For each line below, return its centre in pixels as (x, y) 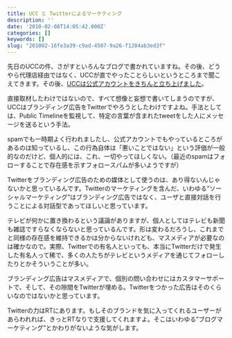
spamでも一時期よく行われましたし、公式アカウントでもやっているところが (115, 139)
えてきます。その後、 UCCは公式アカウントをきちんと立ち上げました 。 (107, 83)
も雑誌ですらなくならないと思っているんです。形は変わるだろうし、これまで (116, 229)
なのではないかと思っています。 (58, 296)
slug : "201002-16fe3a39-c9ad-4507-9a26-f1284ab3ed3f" (87, 46)
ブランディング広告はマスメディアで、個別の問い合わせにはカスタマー (107, 278)
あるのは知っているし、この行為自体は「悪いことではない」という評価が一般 (116, 148)
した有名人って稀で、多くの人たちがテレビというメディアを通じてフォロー (113, 255)
